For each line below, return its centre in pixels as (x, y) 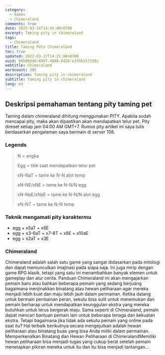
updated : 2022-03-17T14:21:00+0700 (42, 56)
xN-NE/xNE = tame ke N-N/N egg (52, 184)
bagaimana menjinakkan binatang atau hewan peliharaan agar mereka (77, 289)
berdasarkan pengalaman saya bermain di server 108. (60, 132)
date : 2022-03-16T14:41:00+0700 (39, 28)
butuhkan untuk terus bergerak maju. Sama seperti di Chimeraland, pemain (82, 310)
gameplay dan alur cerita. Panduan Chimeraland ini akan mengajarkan (77, 278)
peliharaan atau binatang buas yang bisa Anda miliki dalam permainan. (78, 331)
